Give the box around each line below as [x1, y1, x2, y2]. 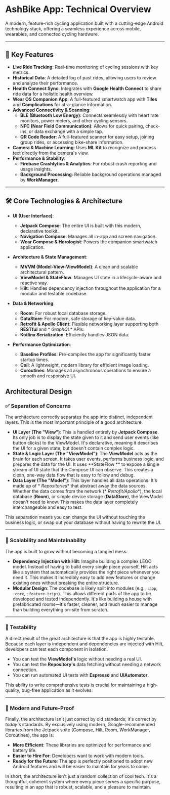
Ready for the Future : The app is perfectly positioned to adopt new [12, 758, 153, 764]
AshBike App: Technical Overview [5, 4, 152, 15]
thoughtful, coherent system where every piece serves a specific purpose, [5, 779, 161, 785]
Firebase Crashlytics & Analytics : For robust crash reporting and [20, 160, 157, 166]
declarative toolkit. [20, 228, 59, 234]
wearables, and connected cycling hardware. [5, 31, 100, 37]
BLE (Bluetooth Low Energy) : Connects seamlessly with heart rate [20, 112, 159, 118]
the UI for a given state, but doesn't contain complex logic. [12, 445, 135, 451]
